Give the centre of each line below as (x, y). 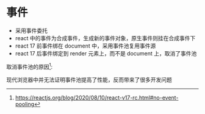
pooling (25, 104)
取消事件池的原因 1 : (30, 66)
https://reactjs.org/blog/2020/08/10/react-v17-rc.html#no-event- (97, 98)
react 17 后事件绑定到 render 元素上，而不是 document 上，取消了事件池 (106, 53)
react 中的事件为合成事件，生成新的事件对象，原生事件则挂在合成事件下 (105, 38)
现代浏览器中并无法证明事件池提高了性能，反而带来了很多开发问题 (89, 79)
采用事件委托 (31, 30)
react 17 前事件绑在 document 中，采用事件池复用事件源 (85, 46)
